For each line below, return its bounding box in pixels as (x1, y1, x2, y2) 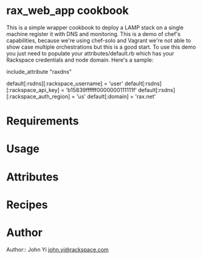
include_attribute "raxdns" (6, 68, 72, 75)
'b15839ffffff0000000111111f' (66, 86, 137, 93)
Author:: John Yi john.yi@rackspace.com (6, 246, 109, 253)
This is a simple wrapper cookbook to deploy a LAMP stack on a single (6, 24, 184, 31)
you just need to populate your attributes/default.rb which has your (6, 49, 175, 57)
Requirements (6, 114, 79, 128)
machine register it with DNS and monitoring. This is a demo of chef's (6, 30, 181, 37)
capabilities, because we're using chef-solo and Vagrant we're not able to (6, 37, 192, 44)
